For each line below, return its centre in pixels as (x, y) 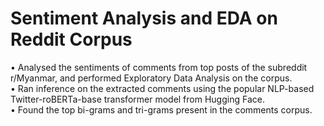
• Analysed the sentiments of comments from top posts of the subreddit (159, 67)
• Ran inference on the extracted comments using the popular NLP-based (162, 88)
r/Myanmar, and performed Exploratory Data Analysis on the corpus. (151, 78)
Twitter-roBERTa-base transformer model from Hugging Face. (137, 99)
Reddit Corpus (71, 39)
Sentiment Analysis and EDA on (144, 18)
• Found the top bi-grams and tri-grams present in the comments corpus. (161, 109)
